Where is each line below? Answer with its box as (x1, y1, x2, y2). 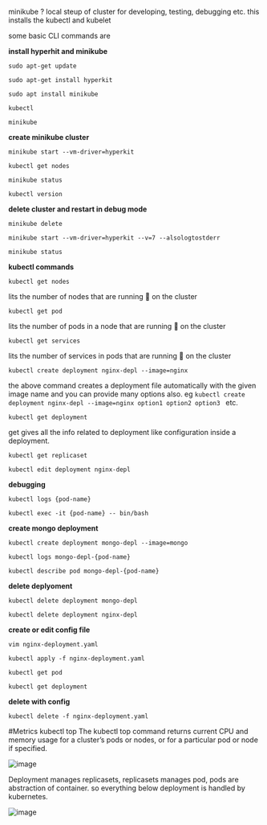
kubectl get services (8, 337, 81, 345)
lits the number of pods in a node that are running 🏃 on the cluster (8, 322, 226, 330)
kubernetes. (8, 792, 48, 801)
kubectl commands (8, 262, 75, 272)
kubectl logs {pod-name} (8, 495, 91, 503)
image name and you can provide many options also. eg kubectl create (8, 389, 246, 399)
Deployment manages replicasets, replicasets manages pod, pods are (8, 775, 239, 784)
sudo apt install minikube (8, 90, 99, 98)
